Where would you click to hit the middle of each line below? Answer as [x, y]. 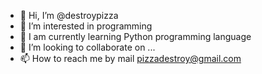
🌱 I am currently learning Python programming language [135, 36]
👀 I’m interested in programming [86, 26]
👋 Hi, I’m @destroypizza [69, 15]
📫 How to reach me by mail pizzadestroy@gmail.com [130, 58]
